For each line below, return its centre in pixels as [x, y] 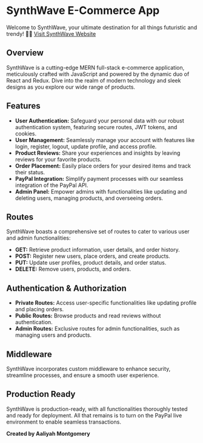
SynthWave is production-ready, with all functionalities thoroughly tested [97, 409]
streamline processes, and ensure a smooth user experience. [83, 375]
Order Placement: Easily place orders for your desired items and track [103, 166]
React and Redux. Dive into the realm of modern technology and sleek [94, 80]
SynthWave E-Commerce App [83, 11]
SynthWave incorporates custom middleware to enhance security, [88, 369]
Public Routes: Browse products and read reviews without [88, 316]
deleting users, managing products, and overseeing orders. [89, 198]
